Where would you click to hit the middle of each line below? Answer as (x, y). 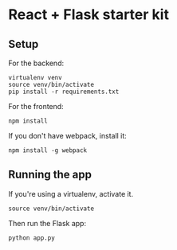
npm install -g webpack (48, 150)
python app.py (32, 238)
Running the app (50, 175)
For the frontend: (36, 106)
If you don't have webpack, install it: (68, 136)
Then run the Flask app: (47, 223)
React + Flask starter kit (89, 15)
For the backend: (36, 63)
